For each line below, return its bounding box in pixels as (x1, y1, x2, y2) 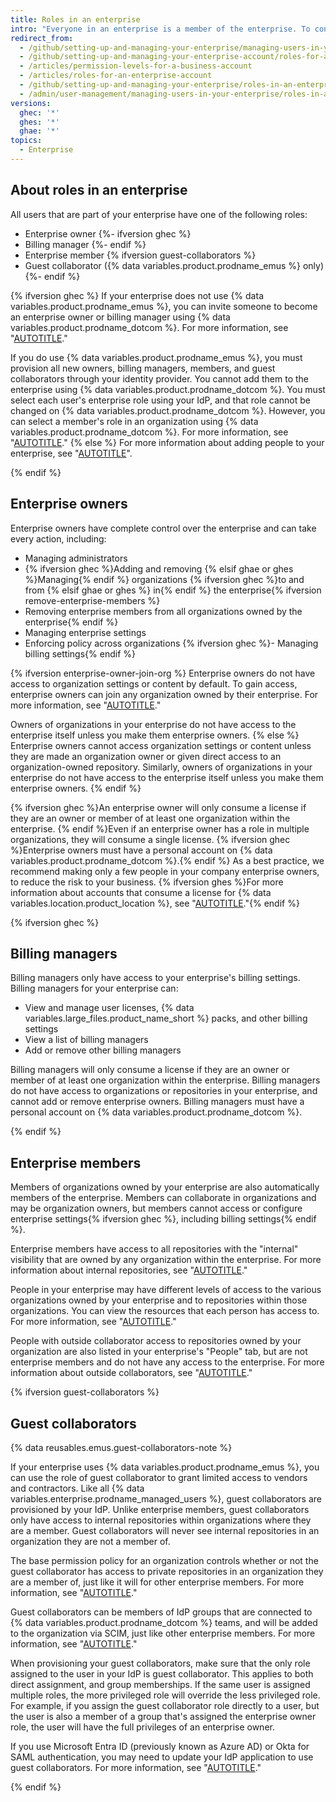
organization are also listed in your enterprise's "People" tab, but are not (10, 1346, 308, 1358)
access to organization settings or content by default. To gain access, (10, 677, 298, 690)
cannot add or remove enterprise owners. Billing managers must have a (10, 1096, 305, 1108)
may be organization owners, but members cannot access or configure (10, 1202, 303, 1215)
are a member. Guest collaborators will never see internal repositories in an (10, 1524, 320, 1536)
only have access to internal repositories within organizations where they (10, 1514, 312, 1526)
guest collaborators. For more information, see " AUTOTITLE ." (10, 1761, 262, 1773)
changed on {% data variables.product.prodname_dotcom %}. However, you (10, 404, 326, 416)
